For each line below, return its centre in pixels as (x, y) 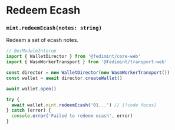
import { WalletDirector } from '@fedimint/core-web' (74, 57)
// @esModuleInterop (32, 51)
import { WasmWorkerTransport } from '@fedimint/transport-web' (87, 62)
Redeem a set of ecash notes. (42, 40)
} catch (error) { (29, 110)
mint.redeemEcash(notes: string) (54, 28)
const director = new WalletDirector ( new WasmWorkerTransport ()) (88, 73)
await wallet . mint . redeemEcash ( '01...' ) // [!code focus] (84, 105)
